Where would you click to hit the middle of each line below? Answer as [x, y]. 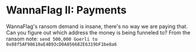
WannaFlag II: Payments [66, 10]
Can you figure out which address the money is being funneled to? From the [98, 32]
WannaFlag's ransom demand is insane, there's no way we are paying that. [97, 26]
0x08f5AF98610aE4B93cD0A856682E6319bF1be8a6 [62, 44]
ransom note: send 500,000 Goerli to [52, 39]
